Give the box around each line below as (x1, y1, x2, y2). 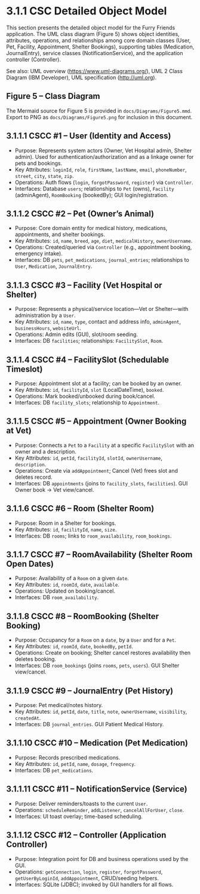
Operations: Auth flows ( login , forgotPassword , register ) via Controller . (14, 179, 193, 186)
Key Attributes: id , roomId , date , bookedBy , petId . (14, 643, 133, 650)
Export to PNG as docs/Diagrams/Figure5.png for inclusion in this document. (6, 113, 193, 120)
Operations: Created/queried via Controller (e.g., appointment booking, (14, 244, 192, 251)
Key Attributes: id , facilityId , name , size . (14, 525, 117, 533)
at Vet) (6, 425, 32, 436)
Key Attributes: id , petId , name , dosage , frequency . (14, 760, 136, 768)
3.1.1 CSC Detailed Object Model (6, 4, 167, 18)
